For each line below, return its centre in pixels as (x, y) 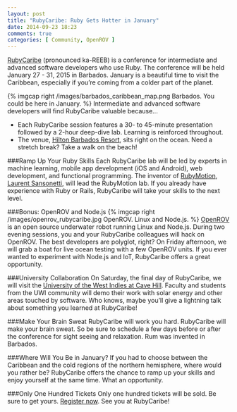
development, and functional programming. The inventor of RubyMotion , (113, 176)
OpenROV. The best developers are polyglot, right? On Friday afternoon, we (117, 242)
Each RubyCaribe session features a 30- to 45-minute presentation (115, 125)
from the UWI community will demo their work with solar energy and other (115, 293)
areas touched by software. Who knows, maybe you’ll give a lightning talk (114, 301)
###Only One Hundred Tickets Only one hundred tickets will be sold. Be (112, 394)
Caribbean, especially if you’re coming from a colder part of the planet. (110, 82)
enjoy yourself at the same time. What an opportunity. (85, 380)
